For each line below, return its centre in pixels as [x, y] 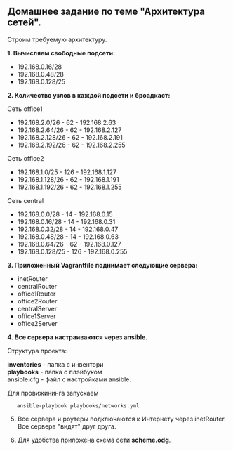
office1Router [36, 294]
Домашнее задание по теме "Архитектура [106, 12]
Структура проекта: [37, 351]
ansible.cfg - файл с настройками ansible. [69, 379]
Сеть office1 [25, 109]
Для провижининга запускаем [53, 393]
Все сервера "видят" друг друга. [67, 426]
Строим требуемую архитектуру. [57, 39]
